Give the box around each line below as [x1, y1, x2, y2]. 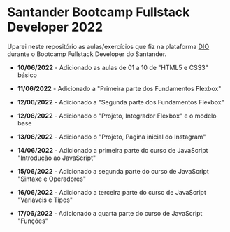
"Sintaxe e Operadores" [17, 175, 86, 183]
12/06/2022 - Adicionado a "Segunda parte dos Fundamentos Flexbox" [17, 97, 225, 106]
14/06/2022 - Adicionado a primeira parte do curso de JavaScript [17, 146, 208, 154]
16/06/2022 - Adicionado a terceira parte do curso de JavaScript [17, 188, 206, 196]
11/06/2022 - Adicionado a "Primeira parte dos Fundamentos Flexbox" [17, 84, 222, 93]
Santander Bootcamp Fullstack [7, 4, 190, 20]
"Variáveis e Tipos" [17, 196, 73, 204]
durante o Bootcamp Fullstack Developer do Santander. [7, 50, 167, 58]
